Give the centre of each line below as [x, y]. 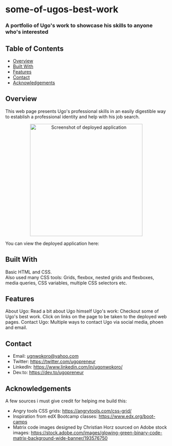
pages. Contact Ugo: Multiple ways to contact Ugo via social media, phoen [84, 322]
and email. [16, 327]
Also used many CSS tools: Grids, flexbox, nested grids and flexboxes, [80, 277]
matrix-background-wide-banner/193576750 [60, 438]
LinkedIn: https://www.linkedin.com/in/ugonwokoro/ [68, 367]
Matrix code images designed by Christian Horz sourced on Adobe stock [90, 427]
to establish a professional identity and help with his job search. [73, 117]
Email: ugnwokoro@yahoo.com [45, 356]
